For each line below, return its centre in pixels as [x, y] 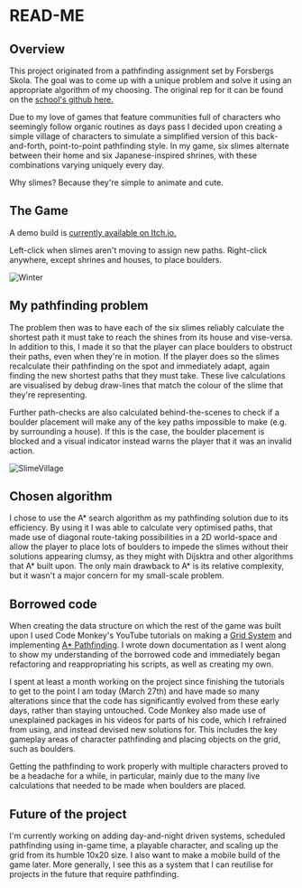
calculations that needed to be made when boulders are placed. [128, 786]
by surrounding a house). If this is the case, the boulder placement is [137, 431]
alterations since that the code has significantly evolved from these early [144, 701]
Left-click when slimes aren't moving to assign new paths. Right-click [138, 250]
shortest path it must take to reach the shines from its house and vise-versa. [151, 337]
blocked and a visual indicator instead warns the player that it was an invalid [151, 441]
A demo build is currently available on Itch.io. [93, 232]
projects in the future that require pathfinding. [94, 874]
